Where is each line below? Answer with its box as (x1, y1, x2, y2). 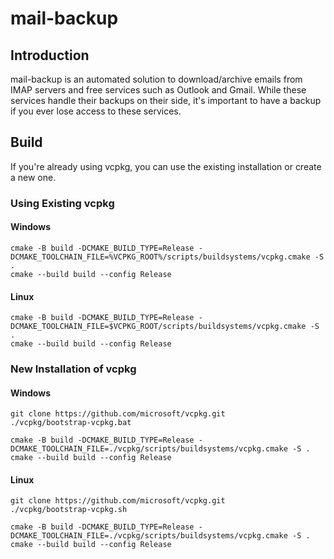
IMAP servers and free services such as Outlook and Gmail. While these (10, 84, 307, 96)
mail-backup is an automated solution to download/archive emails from (10, 73, 303, 85)
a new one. (10, 171, 57, 183)
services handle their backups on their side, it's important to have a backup (10, 95, 322, 106)
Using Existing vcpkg (10, 196, 115, 210)
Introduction (10, 47, 90, 64)
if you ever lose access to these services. (10, 105, 182, 117)
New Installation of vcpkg (10, 362, 137, 376)
